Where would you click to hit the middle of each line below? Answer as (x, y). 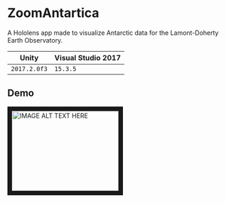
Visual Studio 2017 (88, 57)
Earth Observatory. (35, 40)
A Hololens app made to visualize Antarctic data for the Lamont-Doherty (113, 33)
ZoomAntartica (53, 13)
